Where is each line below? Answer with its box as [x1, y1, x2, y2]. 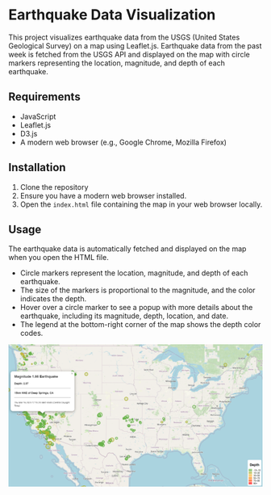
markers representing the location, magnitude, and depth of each [8, 58, 226, 68]
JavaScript [19, 111, 56, 121]
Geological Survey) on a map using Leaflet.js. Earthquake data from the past [8, 40, 262, 50]
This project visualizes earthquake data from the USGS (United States [8, 32, 240, 42]
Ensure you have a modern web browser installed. [19, 191, 187, 200]
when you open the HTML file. [8, 253, 109, 262]
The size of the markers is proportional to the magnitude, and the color [19, 285, 256, 296]
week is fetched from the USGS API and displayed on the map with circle [8, 49, 250, 59]
